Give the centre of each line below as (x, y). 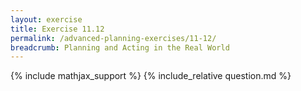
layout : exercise (46, 19)
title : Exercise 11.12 (57, 29)
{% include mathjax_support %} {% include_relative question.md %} (151, 76)
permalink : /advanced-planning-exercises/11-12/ (113, 38)
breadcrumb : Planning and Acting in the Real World (120, 47)
